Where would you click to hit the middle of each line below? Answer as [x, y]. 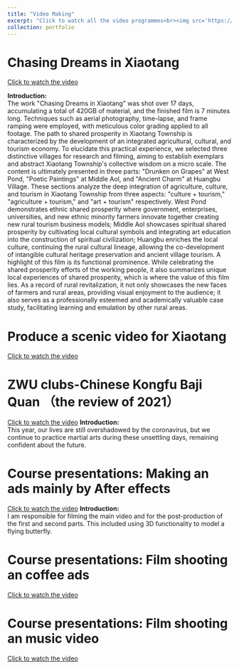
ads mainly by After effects [89, 489]
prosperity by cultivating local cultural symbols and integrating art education [119, 232]
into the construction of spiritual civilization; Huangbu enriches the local [113, 240]
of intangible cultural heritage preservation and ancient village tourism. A [114, 255]
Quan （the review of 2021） [93, 402]
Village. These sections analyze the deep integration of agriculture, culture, [118, 186]
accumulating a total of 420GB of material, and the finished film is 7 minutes [119, 111]
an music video [53, 639]
